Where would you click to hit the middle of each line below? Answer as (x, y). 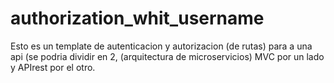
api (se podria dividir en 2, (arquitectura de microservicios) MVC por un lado (167, 56)
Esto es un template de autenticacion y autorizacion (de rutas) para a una (161, 46)
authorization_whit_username (137, 18)
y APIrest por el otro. (53, 67)
